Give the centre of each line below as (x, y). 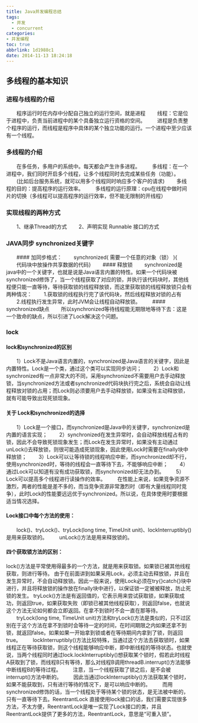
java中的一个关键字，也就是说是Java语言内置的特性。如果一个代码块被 (92, 272)
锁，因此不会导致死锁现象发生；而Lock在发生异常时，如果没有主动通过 (92, 442)
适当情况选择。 (24, 501)
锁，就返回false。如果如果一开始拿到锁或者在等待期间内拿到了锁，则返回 (95, 633)
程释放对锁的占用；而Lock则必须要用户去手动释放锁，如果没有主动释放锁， (97, 391)
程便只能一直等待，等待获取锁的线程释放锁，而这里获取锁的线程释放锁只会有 (99, 287)
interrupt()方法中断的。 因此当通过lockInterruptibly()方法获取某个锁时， (98, 677)
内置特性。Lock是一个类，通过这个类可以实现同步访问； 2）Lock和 (93, 369)
